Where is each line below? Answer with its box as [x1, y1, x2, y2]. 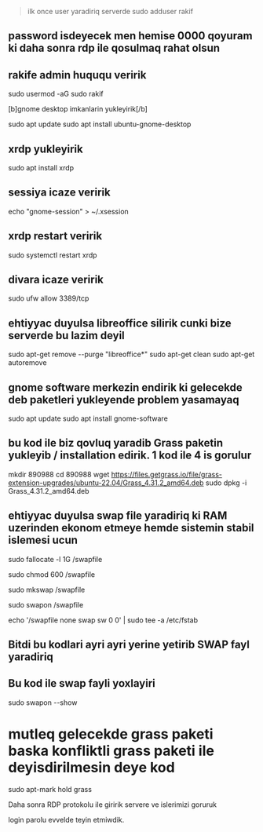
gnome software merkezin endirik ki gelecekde [8, 381, 243, 394]
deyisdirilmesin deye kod [8, 759, 175, 776]
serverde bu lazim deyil [8, 329, 126, 342]
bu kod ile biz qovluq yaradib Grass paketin [8, 436, 224, 450]
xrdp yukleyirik [8, 142, 84, 155]
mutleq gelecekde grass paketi [8, 725, 214, 743]
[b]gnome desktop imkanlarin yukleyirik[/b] [8, 104, 148, 114]
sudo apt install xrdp [8, 163, 75, 173]
